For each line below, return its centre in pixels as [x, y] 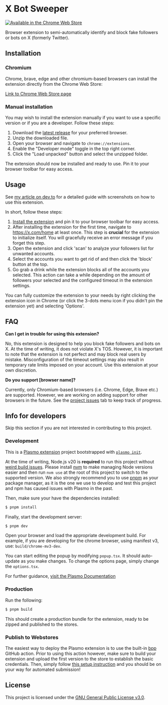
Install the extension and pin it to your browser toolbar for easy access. [86, 222]
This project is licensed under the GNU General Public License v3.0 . [75, 697]
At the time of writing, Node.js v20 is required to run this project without [80, 461]
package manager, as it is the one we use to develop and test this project [81, 483]
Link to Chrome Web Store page [38, 94]
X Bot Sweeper [37, 9]
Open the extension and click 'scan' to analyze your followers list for [83, 248]
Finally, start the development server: [44, 516]
